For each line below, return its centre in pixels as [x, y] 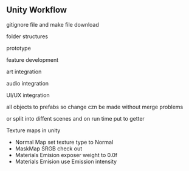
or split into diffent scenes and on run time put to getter [75, 118]
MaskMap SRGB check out [49, 149]
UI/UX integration [28, 95]
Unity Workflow [37, 10]
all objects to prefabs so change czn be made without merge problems [95, 107]
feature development [33, 59]
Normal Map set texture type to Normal [64, 142]
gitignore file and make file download [53, 24]
